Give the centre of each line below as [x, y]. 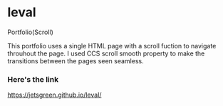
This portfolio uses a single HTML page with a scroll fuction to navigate [112, 46]
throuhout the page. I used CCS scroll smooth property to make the [106, 53]
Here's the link [33, 79]
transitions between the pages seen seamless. [76, 60]
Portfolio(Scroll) [30, 32]
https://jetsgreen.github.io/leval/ [55, 95]
